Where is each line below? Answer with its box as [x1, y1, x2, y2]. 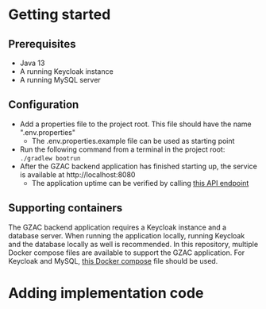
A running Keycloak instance [19, 67, 114, 76]
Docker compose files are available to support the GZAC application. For [8, 248, 245, 257]
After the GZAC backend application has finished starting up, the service [19, 161, 258, 171]
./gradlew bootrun [19, 154, 81, 162]
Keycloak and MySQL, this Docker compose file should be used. [8, 256, 218, 265]
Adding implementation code [8, 284, 204, 302]
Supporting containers [8, 201, 123, 215]
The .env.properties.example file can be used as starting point [31, 136, 235, 145]
